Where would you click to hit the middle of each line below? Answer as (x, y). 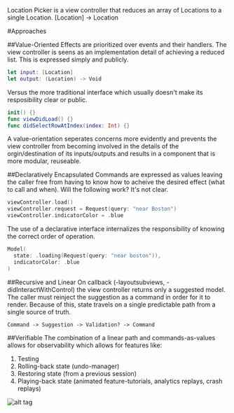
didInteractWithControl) (41, 289)
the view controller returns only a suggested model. (151, 289)
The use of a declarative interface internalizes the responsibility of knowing (116, 229)
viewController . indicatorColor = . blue (66, 216)
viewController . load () (40, 202)
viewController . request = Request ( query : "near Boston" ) (92, 209)
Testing (28, 358)
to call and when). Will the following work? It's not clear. (88, 190)
